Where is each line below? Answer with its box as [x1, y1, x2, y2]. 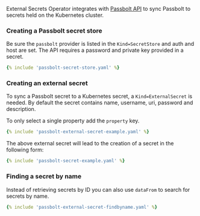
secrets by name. [6, 192, 49, 200]
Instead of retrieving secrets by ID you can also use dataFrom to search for [6, 186, 190, 193]
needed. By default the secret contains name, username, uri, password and [6, 99, 193, 106]
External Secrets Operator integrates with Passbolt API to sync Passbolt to [6, 5, 191, 12]
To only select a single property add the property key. [6, 117, 140, 124]
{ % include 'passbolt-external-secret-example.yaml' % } [6, 129, 149, 135]
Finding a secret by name [6, 172, 82, 180]
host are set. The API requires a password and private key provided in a [6, 46, 184, 54]
